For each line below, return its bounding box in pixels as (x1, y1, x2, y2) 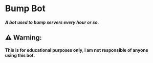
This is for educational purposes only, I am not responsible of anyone (5, 47, 149, 53)
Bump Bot (5, 3, 45, 14)
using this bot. (5, 52, 35, 58)
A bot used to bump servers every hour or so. (5, 19, 99, 25)
